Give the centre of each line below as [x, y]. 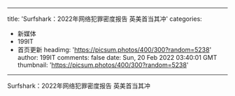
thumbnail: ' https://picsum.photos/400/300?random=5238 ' [103, 65]
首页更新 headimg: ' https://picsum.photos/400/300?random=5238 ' [114, 50]
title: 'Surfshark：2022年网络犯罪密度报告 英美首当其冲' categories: [105, 19]
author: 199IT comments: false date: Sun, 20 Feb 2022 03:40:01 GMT [117, 57]
